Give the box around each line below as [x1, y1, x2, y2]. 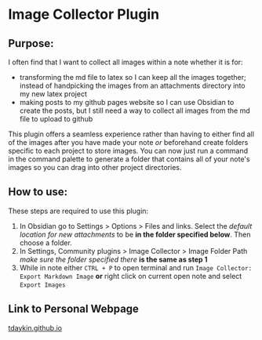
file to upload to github [19, 114, 93, 123]
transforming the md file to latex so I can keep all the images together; [19, 73, 247, 81]
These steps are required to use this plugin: [8, 206, 149, 215]
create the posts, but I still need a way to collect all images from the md [19, 106, 251, 115]
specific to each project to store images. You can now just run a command [8, 146, 249, 155]
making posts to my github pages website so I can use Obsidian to [19, 98, 235, 107]
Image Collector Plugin [8, 5, 159, 24]
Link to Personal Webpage [8, 302, 140, 316]
